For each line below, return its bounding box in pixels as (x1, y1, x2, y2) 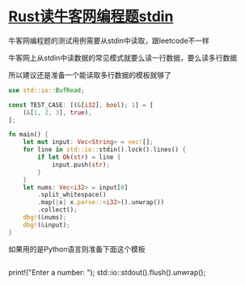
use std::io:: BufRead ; (8, 86, 85, 94)
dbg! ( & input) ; (23, 220, 70, 229)
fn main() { (8, 130, 49, 138)
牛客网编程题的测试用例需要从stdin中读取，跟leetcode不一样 (8, 36, 210, 45)
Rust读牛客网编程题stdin (8, 7, 174, 26)
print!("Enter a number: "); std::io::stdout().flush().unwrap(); (8, 267, 206, 277)
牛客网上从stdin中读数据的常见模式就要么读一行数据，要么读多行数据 (8, 53, 238, 62)
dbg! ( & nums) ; (23, 214, 67, 222)
